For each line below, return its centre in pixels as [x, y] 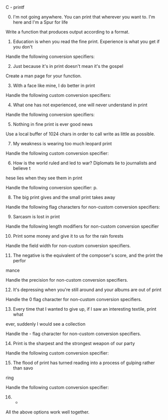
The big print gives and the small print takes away [64, 197]
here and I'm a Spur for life [40, 22]
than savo [23, 368]
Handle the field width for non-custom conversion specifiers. [68, 246]
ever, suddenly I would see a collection [46, 324]
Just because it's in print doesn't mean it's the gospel [68, 66]
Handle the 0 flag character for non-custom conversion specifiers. [74, 299]
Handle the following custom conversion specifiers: [58, 95]
